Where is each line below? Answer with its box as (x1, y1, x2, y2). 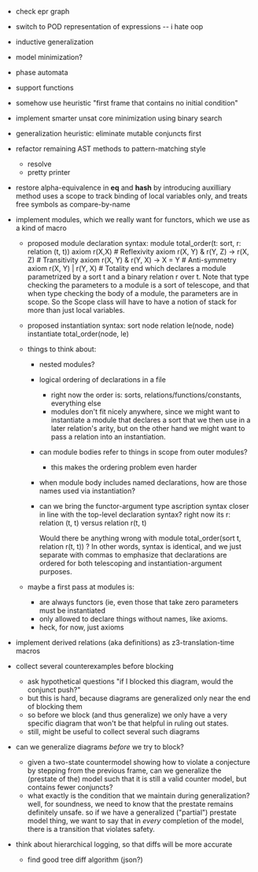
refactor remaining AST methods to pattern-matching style (15, 144, 206, 153)
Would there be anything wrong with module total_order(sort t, (39, 533, 241, 543)
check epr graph (15, 7, 70, 16)
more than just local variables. (27, 306, 125, 314)
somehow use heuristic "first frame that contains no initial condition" (15, 98, 238, 107)
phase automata (15, 68, 68, 77)
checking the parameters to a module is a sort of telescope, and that (27, 280, 250, 290)
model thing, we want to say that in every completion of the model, (27, 816, 244, 826)
